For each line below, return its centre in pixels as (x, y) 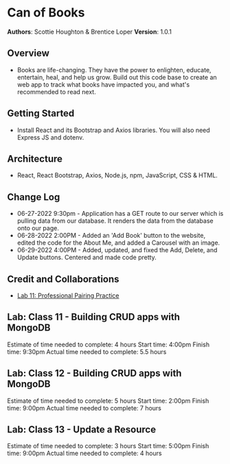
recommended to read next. (56, 91)
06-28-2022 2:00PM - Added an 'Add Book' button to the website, (111, 236)
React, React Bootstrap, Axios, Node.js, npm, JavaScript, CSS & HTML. (117, 175)
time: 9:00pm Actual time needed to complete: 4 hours (85, 453)
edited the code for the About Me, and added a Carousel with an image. (118, 243)
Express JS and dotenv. (50, 137)
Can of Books (46, 13)
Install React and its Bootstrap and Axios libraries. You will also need (114, 130)
